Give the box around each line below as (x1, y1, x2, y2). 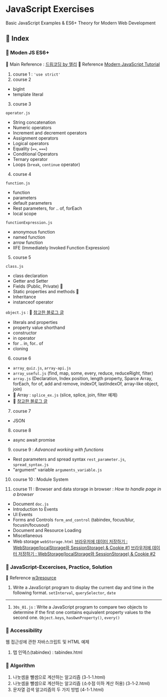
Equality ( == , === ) (12, 146, 48, 152)
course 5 (12, 254, 31, 260)
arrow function (12, 239, 44, 245)
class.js (5, 264, 24, 269)
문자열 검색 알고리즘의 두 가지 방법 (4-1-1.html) (12, 687, 104, 693)
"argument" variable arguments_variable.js (12, 466, 102, 472)
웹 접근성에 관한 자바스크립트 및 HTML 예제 (5, 639, 90, 645)
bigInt (12, 86, 25, 92)
